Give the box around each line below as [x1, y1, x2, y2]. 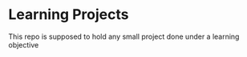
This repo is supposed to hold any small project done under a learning [8, 32, 240, 41]
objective [8, 40, 39, 49]
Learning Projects [8, 6, 129, 24]
